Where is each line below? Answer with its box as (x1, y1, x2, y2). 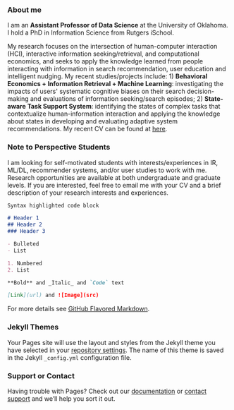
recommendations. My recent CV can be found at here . (7, 125, 168, 133)
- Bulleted (7, 241, 39, 248)
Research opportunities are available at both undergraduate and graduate (7, 173, 221, 181)
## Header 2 (7, 221, 42, 229)
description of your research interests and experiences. (7, 188, 169, 197)
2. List (7, 266, 30, 273)
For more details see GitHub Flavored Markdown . (7, 305, 150, 313)
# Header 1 (7, 215, 39, 222)
